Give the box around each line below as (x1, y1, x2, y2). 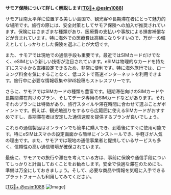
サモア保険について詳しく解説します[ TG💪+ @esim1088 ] (5, 5, 124, 11)
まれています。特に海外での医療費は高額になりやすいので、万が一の (18, 35, 161, 41)
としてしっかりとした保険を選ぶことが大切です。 (9, 41, 112, 47)
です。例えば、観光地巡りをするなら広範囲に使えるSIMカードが (18, 107, 152, 114)
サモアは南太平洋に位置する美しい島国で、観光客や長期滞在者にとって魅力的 (5, 16, 166, 22)
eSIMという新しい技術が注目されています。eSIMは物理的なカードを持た (14, 59, 165, 64)
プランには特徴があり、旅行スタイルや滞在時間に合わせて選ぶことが (18, 101, 162, 107)
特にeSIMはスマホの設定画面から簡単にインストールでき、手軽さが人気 (13, 131, 163, 137)
